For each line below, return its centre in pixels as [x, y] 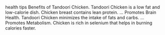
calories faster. [21, 28]
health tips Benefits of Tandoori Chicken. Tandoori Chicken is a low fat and [82, 7]
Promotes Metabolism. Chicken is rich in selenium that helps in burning [79, 23]
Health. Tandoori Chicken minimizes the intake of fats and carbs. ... [75, 17]
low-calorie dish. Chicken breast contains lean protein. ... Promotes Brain [81, 12]
